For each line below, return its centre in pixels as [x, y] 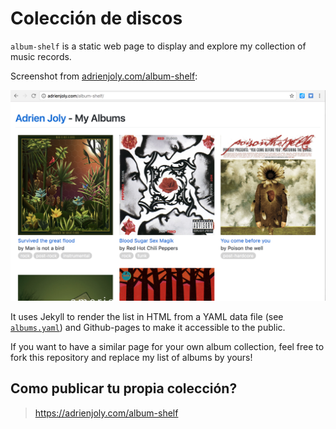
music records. [41, 56]
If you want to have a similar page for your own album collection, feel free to [167, 347]
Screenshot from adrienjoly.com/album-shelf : [104, 76]
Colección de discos [96, 18]
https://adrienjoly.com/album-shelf [106, 413]
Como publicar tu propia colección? [124, 388]
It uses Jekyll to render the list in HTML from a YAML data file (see [147, 317]
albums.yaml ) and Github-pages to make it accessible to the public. [148, 328]
